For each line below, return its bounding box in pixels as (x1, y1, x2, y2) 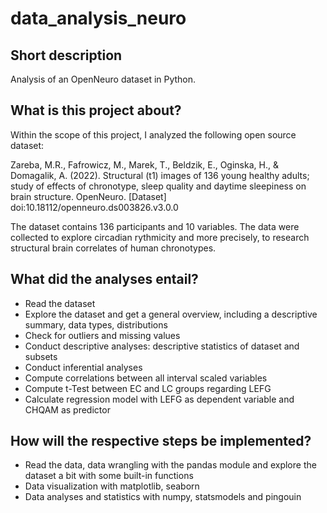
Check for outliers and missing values (24, 329, 181, 341)
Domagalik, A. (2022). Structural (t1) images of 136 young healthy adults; (10, 169, 310, 181)
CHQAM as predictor (24, 403, 111, 416)
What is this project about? (10, 102, 182, 119)
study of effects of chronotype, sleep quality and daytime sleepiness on (10, 180, 307, 192)
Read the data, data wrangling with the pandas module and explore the (24, 459, 317, 471)
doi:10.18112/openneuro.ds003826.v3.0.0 (10, 201, 179, 213)
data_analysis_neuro (10, 7, 187, 30)
